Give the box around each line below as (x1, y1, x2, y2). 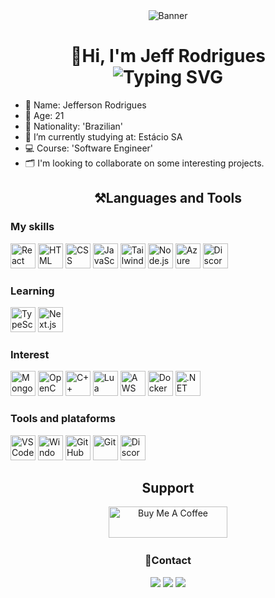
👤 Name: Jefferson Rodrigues (24, 99, 147, 111)
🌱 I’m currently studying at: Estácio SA (24, 130, 183, 143)
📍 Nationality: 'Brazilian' (24, 120, 124, 132)
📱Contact (144, 554, 192, 568)
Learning (10, 284, 55, 298)
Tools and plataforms (10, 412, 116, 426)
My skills (10, 220, 55, 234)
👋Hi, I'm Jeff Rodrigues (70, 45, 266, 68)
